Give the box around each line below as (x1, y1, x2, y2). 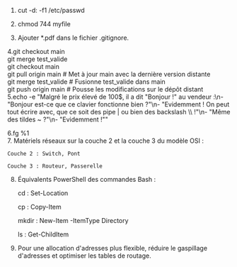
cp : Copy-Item (17, 202, 62, 211)
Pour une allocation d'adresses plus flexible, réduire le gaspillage (17, 244, 207, 252)
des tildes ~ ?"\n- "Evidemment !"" (7, 115, 108, 124)
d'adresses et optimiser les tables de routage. (17, 251, 152, 260)
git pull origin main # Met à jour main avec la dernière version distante (7, 70, 211, 78)
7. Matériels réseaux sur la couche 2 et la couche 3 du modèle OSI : (7, 136, 204, 145)
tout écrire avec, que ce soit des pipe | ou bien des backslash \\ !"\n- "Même (7, 108, 231, 116)
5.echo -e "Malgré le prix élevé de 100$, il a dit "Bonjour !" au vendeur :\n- (7, 92, 224, 101)
